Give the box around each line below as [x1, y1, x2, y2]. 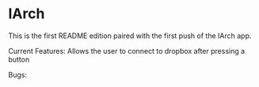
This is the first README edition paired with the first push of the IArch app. [8, 31, 252, 40]
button [8, 55, 30, 64]
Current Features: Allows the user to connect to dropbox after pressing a [8, 46, 246, 55]
